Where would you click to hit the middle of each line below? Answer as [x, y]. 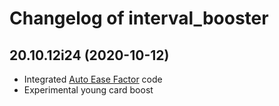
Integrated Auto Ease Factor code [93, 79]
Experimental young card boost [88, 90]
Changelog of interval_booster [139, 18]
